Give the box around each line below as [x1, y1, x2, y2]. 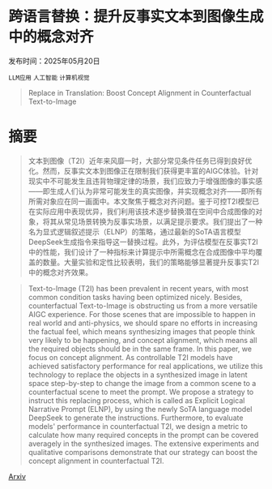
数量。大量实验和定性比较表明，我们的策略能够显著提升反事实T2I [42, 257, 260, 267]
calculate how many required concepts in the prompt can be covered [28, 430, 259, 440]
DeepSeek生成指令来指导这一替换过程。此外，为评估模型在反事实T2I [28, 237, 259, 247]
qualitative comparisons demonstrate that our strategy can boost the [28, 447, 257, 457]
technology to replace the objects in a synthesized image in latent [28, 370, 249, 380]
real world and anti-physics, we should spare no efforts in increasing [28, 318, 257, 328]
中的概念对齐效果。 [28, 267, 93, 277]
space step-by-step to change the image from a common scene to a [28, 378, 257, 388]
